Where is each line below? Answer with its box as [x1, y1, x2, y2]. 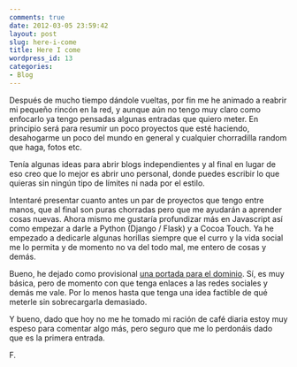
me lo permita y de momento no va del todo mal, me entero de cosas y [9, 241, 267, 252]
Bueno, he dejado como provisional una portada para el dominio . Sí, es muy [9, 268, 285, 279]
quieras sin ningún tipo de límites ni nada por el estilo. [9, 178, 205, 188]
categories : [9, 63, 53, 72]
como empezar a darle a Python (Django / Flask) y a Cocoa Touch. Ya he [9, 223, 274, 233]
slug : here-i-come [9, 37, 77, 47]
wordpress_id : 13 [9, 54, 73, 63]
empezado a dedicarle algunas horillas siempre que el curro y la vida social [9, 232, 284, 243]
